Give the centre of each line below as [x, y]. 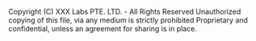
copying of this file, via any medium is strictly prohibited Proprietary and [128, 20]
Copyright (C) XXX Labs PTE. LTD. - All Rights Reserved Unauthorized [125, 12]
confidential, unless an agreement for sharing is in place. [103, 29]
